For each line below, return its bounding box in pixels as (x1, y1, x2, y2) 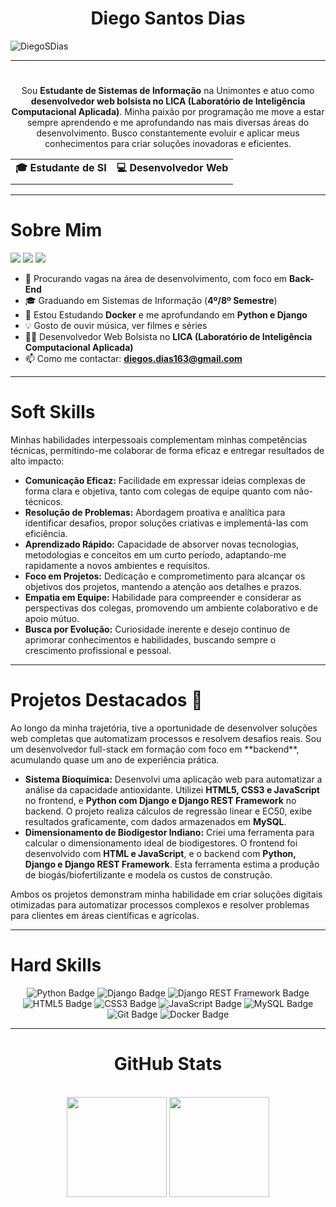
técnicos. (24, 496, 63, 507)
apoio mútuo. (24, 613, 80, 624)
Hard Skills (10, 954, 102, 977)
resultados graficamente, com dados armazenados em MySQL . (24, 815, 287, 827)
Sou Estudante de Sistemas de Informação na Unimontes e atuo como (21, 85, 315, 97)
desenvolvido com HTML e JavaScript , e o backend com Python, (24, 847, 297, 859)
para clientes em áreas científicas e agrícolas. (10, 909, 200, 921)
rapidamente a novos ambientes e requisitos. (24, 560, 211, 571)
